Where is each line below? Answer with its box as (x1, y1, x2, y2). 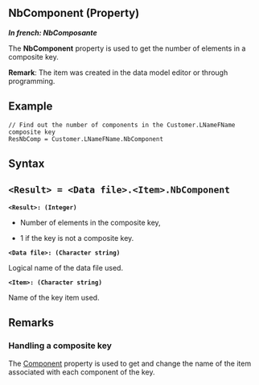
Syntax (8, 157, 45, 171)
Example (8, 100, 53, 114)
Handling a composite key (8, 340, 113, 351)
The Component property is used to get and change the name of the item (8, 358, 252, 368)
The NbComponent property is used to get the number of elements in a (8, 43, 246, 53)
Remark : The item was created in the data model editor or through (8, 68, 228, 77)
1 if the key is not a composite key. (19, 233, 134, 242)
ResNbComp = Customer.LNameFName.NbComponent (8, 135, 163, 143)
